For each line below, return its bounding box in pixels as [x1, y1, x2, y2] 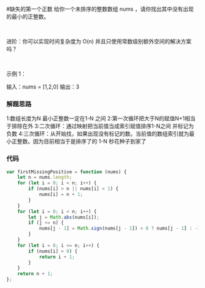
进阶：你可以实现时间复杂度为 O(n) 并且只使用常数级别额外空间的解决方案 [6, 38, 192, 45]
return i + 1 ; [38, 254, 75, 260]
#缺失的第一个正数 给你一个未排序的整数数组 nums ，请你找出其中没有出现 [6, 5, 194, 12]
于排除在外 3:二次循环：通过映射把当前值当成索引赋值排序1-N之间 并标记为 [6, 123, 194, 130]
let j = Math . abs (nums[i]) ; [28, 214, 99, 220]
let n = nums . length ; [17, 175, 72, 181]
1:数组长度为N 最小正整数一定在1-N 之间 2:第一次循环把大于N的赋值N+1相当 [6, 115, 196, 122]
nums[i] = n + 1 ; [38, 192, 84, 198]
